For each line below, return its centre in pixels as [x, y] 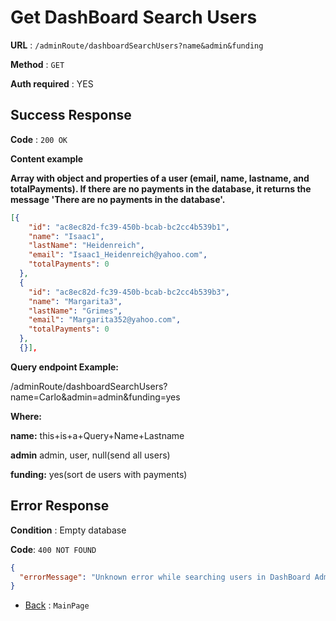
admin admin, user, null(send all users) [90, 455]
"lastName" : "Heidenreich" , [86, 246]
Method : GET [37, 64]
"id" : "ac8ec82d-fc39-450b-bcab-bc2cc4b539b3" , [129, 292]
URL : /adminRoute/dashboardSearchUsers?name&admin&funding [137, 45]
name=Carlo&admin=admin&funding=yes [95, 397]
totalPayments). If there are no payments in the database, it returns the [161, 188]
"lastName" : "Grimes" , [75, 311]
